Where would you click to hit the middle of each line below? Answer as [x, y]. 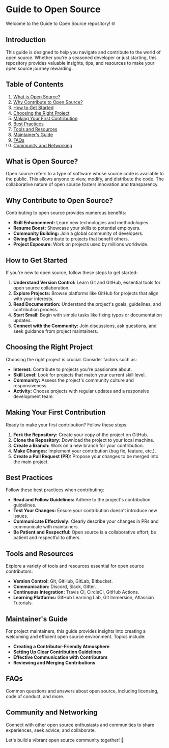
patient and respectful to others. [47, 538]
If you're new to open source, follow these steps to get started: [72, 273]
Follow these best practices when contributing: [55, 490]
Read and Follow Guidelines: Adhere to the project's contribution [82, 500]
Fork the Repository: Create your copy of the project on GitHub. [80, 435]
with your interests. [33, 299]
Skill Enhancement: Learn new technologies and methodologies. [81, 223]
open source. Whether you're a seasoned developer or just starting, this [81, 58]
